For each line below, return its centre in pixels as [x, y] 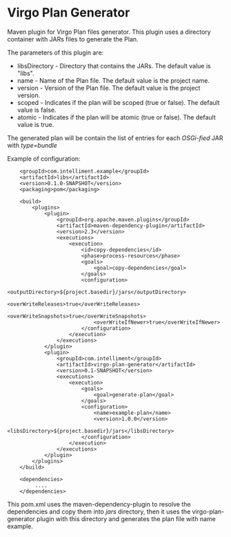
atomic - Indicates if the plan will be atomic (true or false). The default [116, 117]
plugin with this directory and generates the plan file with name [126, 518]
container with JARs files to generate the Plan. [73, 39]
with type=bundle [32, 145]
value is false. [37, 110]
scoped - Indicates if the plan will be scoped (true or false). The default [118, 102]
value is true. [36, 124]
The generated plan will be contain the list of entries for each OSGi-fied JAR [115, 138]
